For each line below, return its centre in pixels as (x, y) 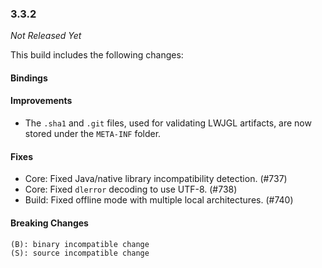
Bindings (29, 78)
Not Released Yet (46, 36)
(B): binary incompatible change (80, 244)
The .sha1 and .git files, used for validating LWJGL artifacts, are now (168, 123)
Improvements (41, 101)
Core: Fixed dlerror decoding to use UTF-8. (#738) (131, 189)
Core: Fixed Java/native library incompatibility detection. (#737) (156, 179)
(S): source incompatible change (80, 253)
